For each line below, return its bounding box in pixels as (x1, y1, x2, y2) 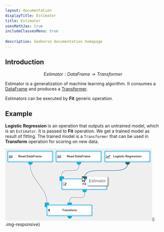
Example (5, 110, 33, 118)
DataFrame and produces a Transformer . (5, 86, 88, 92)
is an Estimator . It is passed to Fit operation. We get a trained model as (5, 128, 150, 134)
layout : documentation (5, 8, 52, 13)
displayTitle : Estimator (5, 13, 56, 18)
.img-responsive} (5, 221, 41, 227)
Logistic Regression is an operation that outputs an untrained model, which (5, 123, 159, 129)
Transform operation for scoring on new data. (5, 138, 99, 144)
